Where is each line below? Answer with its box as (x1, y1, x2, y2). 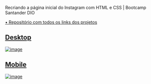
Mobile (5, 61, 27, 69)
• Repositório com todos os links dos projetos (5, 20, 98, 25)
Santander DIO (5, 10, 35, 16)
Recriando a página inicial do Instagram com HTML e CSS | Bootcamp (5, 5, 147, 10)
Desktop (5, 33, 32, 42)
